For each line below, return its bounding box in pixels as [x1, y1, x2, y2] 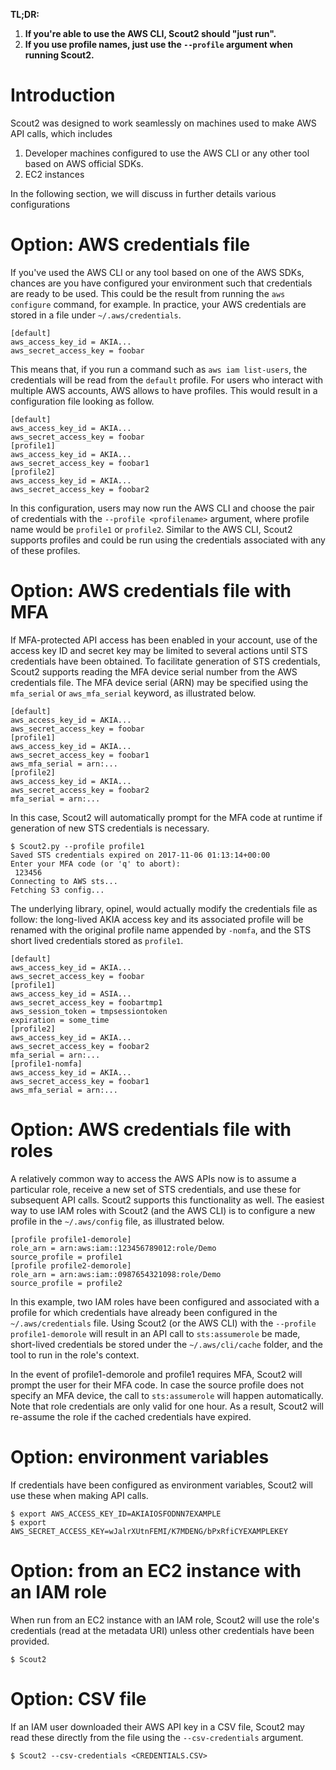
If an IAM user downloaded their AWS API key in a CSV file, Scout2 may [10, 1720, 305, 1733]
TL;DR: [10, 9, 40, 20]
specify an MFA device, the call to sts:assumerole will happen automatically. [10, 1389, 324, 1401]
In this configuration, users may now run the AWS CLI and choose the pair [10, 502, 315, 514]
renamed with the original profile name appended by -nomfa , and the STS [10, 924, 312, 936]
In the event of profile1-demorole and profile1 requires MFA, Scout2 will [10, 1368, 303, 1380]
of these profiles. [10, 544, 81, 556]
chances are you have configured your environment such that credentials [10, 277, 313, 289]
